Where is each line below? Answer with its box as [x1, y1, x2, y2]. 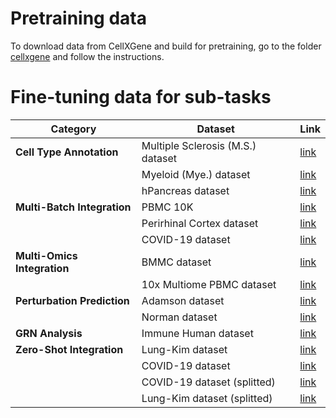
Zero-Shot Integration [15, 342, 124, 356]
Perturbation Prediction [15, 293, 130, 307]
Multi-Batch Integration [15, 200, 132, 214]
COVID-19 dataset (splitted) [141, 375, 276, 389]
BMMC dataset [141, 255, 212, 269]
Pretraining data [10, 7, 147, 30]
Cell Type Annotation [15, 145, 119, 159]
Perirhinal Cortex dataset [141, 216, 259, 230]
